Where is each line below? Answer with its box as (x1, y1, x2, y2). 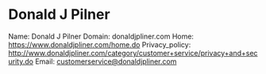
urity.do (8, 57, 34, 66)
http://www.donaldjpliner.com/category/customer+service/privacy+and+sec (8, 48, 258, 57)
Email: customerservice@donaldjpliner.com (35, 57, 177, 66)
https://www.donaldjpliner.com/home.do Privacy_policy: (8, 39, 191, 49)
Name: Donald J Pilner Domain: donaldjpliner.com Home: (8, 31, 195, 41)
